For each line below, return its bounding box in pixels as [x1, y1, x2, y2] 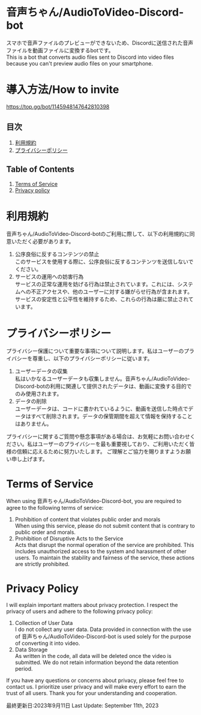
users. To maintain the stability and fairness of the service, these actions [14, 554, 195, 561]
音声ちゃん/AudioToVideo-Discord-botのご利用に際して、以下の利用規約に [6, 231, 190, 238]
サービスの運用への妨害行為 [14, 273, 84, 280]
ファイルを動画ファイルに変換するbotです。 [6, 46, 114, 54]
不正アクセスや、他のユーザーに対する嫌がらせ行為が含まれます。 [31, 288, 193, 295]
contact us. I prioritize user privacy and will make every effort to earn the [6, 683, 187, 690]
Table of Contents [6, 164, 75, 175]
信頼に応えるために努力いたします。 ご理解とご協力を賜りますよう [16, 448, 181, 455]
